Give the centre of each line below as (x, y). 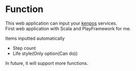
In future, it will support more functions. (47, 63)
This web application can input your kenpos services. (61, 23)
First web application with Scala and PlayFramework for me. (68, 28)
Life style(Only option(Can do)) (45, 53)
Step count (24, 48)
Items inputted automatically (35, 38)
